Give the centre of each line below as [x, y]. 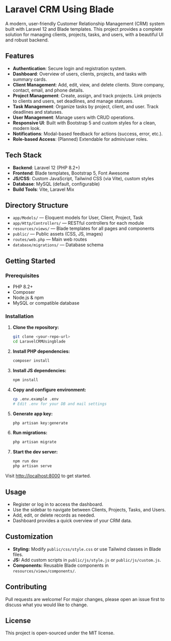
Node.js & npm [28, 297]
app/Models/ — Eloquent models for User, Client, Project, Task [78, 218]
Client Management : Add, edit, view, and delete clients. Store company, [89, 84]
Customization [29, 537]
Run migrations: [30, 433]
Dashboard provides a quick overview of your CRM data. [72, 520]
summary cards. [30, 79]
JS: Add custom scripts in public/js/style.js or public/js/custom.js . [87, 560]
